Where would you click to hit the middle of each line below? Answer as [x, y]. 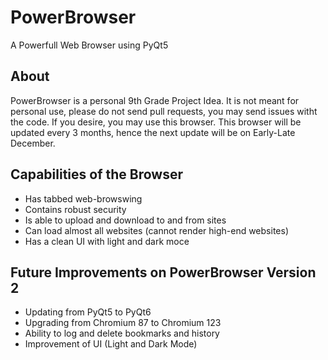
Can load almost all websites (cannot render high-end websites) [156, 230]
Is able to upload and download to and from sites [125, 220]
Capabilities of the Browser [97, 174]
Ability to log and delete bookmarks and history [122, 333]
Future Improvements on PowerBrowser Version [163, 272]
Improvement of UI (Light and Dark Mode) [111, 344]
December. [33, 143]
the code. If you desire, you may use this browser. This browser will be [156, 122]
